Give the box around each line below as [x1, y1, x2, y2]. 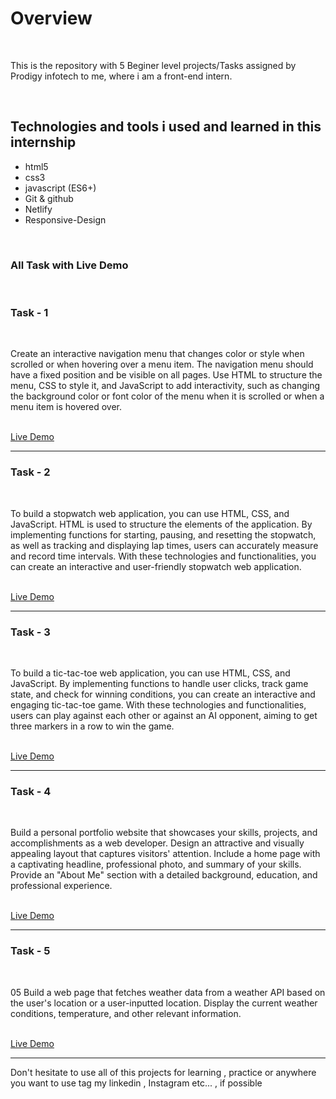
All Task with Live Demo [10, 258, 129, 272]
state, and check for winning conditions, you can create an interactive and [10, 688, 316, 700]
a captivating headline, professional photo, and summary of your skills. [10, 858, 302, 871]
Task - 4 [10, 784, 52, 798]
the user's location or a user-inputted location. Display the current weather [10, 997, 318, 1009]
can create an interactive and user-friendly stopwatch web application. [10, 560, 302, 572]
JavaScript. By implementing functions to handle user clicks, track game [10, 677, 309, 689]
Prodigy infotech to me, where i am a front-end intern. [10, 70, 233, 82]
